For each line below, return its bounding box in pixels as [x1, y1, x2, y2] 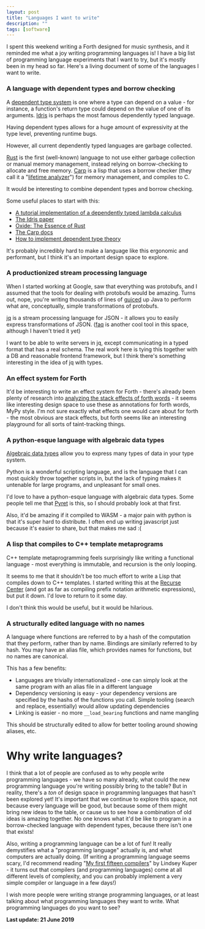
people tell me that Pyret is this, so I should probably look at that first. [6, 500, 182, 507]
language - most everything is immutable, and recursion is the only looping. [6, 560, 197, 568]
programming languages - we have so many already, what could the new [6, 775, 190, 783]
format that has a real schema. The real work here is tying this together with [6, 345, 198, 353]
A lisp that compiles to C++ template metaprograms [6, 540, 163, 548]
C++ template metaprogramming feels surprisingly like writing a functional [6, 554, 194, 561]
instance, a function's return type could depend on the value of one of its [6, 105, 191, 112]
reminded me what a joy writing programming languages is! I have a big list [6, 50, 195, 57]
